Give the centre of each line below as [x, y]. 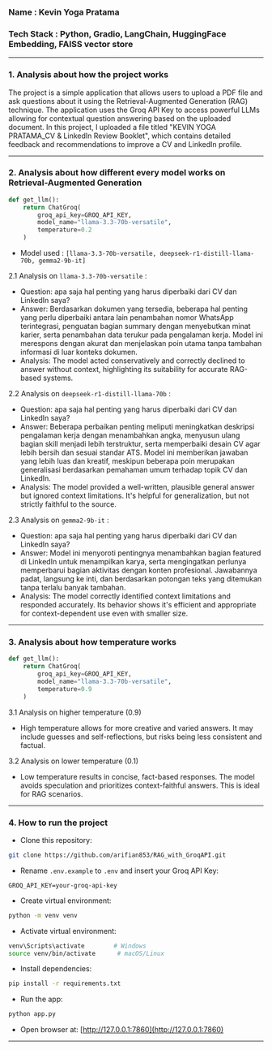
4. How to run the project [58, 823]
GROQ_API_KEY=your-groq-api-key [63, 885]
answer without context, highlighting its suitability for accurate [124, 369]
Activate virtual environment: [68, 931]
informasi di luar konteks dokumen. [79, 352]
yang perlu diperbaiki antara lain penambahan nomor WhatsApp [127, 318]
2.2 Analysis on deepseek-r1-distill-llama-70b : [90, 394]
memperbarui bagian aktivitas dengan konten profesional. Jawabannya [138, 570]
